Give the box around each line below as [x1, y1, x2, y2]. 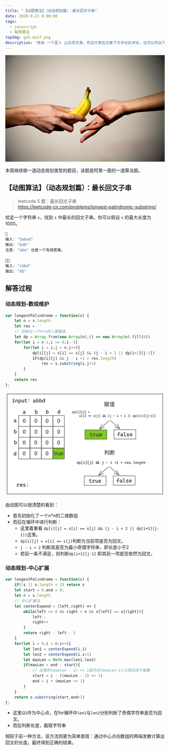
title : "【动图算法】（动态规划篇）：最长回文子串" [5, 8, 98, 13]
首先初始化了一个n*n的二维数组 [12, 513, 78, 519]
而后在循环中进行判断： [12, 519, 62, 525]
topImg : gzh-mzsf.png [5, 35, 51, 40]
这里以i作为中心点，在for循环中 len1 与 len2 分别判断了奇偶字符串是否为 [12, 710, 158, 716]
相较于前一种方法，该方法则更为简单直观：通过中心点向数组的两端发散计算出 [5, 733, 165, 739]
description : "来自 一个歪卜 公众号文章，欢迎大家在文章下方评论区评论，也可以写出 [5, 41, 162, 46]
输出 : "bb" [5, 269, 27, 274]
